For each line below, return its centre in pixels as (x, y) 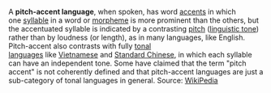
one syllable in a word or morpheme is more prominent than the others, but (134, 20)
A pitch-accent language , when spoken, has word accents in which (123, 12)
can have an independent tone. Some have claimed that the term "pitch (127, 63)
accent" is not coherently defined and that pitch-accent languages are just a (136, 72)
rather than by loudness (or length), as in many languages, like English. (127, 37)
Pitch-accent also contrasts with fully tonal (80, 46)
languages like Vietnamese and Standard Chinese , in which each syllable (131, 55)
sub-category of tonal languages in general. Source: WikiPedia (113, 80)
